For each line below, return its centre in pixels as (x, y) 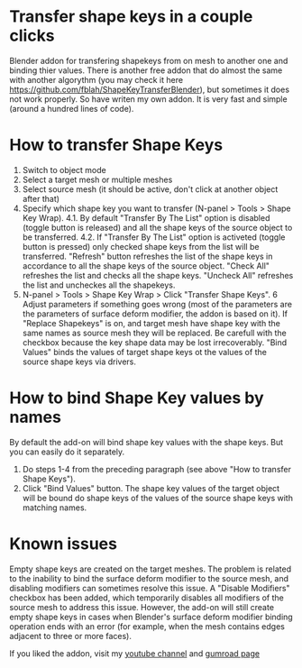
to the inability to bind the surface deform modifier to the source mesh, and (149, 578)
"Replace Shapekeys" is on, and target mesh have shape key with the (151, 323)
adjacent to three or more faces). (71, 636)
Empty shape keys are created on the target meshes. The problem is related (150, 569)
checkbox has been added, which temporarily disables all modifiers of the (146, 598)
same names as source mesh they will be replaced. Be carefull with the (154, 333)
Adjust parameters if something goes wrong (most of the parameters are (157, 304)
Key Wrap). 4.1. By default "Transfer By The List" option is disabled (146, 217)
